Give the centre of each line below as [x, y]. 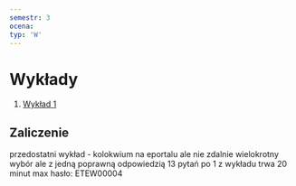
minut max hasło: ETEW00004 [66, 173]
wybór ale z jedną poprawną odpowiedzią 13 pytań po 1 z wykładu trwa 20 [148, 164]
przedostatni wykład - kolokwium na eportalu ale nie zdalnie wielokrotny [144, 154]
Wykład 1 [39, 104]
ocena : [22, 26]
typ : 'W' [26, 34]
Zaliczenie [39, 132]
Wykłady [44, 79]
